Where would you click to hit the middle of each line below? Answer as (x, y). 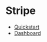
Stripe (21, 11)
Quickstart (26, 27)
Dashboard (28, 33)
